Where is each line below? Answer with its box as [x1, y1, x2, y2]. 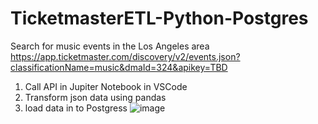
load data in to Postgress [24, 102, 128, 114]
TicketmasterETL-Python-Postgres [10, 7, 309, 30]
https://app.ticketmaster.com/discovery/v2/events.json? [10, 50, 241, 62]
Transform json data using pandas [24, 91, 167, 103]
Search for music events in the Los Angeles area [10, 40, 210, 52]
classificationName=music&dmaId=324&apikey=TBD [10, 61, 228, 73]
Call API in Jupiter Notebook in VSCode [24, 80, 188, 92]
